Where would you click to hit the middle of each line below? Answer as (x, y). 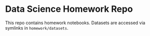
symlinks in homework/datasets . (37, 28)
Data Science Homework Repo (69, 9)
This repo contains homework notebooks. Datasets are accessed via (75, 23)
